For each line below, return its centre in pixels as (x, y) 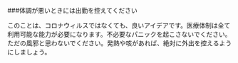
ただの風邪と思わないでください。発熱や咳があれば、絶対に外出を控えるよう (120, 43)
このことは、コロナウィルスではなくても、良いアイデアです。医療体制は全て (119, 25)
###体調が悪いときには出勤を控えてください (72, 10)
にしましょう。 (29, 52)
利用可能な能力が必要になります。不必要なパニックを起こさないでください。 (119, 34)
